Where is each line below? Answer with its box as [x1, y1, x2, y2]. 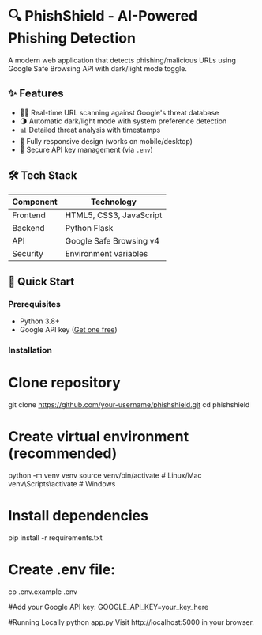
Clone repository [8, 374, 121, 392]
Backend [12, 222, 45, 233]
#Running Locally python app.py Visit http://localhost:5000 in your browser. [8, 617, 255, 626]
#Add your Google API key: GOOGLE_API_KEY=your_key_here [8, 602, 209, 611]
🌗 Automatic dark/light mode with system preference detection [19, 116, 227, 126]
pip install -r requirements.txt [8, 532, 103, 542]
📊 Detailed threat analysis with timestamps [19, 125, 161, 134]
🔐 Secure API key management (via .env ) [19, 145, 153, 154]
